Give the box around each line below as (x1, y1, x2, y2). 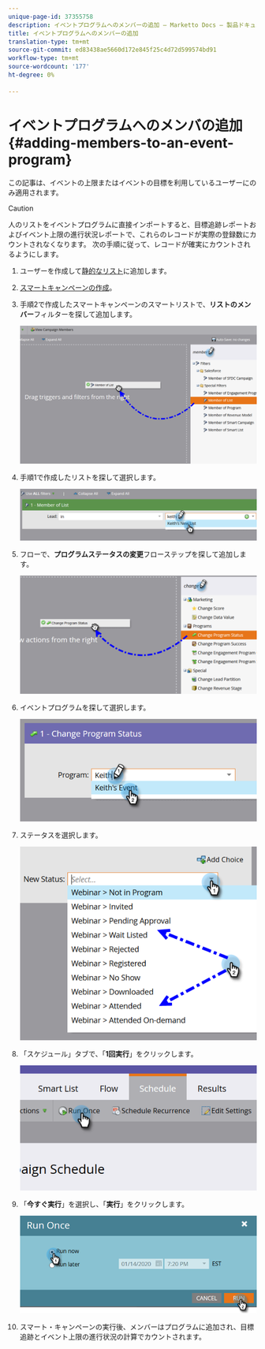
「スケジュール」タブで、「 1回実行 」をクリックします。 (19, 1049, 198, 1059)
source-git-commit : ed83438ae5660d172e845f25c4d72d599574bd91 (8, 46, 217, 54)
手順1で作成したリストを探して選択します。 (19, 472, 160, 482)
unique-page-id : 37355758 (8, 13, 93, 20)
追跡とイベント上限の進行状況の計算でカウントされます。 (19, 1332, 207, 1342)
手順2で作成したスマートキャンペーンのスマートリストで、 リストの (19, 300, 238, 309)
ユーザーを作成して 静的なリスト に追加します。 (19, 266, 171, 275)
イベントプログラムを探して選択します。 (19, 702, 151, 712)
